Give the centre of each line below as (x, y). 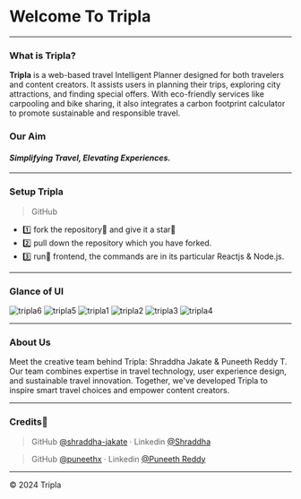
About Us (30, 342)
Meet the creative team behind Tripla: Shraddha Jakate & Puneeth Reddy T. (148, 362)
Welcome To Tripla (80, 17)
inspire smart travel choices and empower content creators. (120, 391)
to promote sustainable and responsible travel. (95, 113)
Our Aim (28, 136)
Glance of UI (37, 291)
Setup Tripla (37, 192)
